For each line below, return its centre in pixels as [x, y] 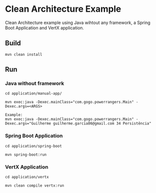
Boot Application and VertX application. [45, 27]
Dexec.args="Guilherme [28, 123]
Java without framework [35, 83]
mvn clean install [24, 54]
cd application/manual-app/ [34, 94]
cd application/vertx [27, 177]
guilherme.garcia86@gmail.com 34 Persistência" [102, 123]
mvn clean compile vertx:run [35, 186]
